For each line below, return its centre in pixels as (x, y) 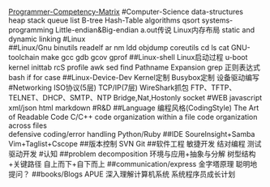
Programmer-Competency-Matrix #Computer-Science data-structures (126, 12)
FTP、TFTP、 (213, 87)
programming (31, 30)
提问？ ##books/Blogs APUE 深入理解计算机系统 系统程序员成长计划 (122, 174)
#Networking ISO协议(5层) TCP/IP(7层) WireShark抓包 (99, 87)
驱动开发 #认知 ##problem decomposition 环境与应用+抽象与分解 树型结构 (132, 154)
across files (28, 125)
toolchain (24, 57)
